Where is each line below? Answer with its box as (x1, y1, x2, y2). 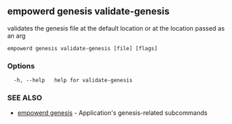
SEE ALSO (7, 93, 43, 103)
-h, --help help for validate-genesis (13, 77, 133, 84)
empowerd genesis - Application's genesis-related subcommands (17, 109, 208, 117)
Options (7, 61, 35, 70)
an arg (7, 31, 26, 40)
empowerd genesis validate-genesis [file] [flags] (7, 45, 158, 52)
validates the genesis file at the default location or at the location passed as (7, 24, 225, 32)
